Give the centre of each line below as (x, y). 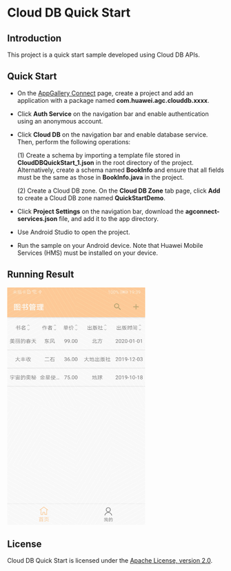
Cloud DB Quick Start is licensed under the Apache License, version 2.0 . (110, 561)
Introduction (34, 38)
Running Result (41, 274)
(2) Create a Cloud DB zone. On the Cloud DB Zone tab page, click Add (119, 191)
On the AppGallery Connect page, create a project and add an (105, 93)
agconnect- (202, 211)
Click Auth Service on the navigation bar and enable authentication (113, 114)
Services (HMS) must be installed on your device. (88, 253)
